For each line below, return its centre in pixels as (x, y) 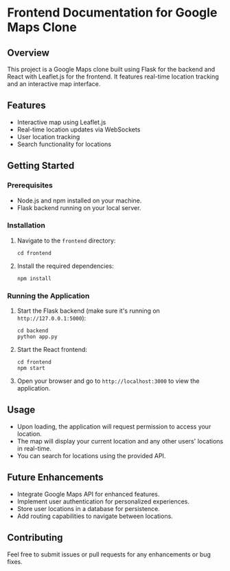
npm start (31, 368)
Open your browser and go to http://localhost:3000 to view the (108, 381)
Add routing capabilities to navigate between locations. (95, 516)
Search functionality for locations (64, 144)
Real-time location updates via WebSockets (79, 129)
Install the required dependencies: (66, 266)
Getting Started (41, 166)
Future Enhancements (56, 478)
